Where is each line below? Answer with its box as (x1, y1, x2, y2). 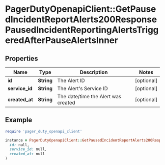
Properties (5, 54, 38, 62)
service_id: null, (9, 147, 48, 152)
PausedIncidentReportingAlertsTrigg (5, 25, 159, 35)
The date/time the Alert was (57, 93, 122, 100)
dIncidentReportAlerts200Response (5, 14, 157, 25)
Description (80, 69, 108, 76)
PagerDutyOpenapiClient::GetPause (5, 3, 156, 15)
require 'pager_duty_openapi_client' (5, 129, 82, 134)
